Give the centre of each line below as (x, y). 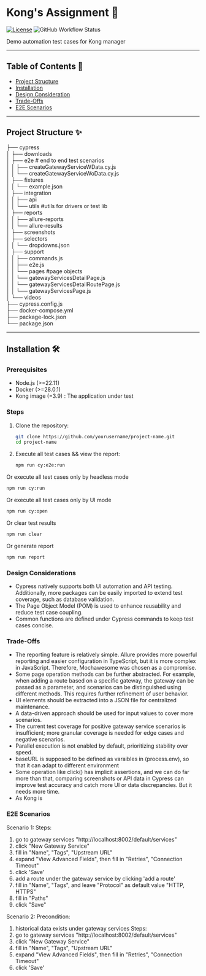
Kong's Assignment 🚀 (63, 13)
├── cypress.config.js (35, 304)
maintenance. (32, 707)
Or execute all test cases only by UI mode (59, 500)
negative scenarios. (40, 740)
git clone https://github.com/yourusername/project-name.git (95, 436)
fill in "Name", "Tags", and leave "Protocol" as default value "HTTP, (100, 885)
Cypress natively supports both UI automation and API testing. (94, 586)
